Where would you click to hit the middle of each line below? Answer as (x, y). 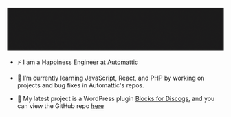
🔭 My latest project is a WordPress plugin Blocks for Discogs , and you (116, 99)
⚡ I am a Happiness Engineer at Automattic (78, 62)
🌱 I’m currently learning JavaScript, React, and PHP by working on (111, 78)
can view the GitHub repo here (60, 106)
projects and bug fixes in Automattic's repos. (80, 85)
